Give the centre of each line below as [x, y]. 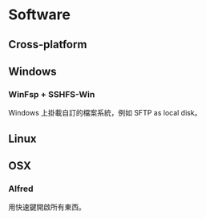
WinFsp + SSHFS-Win [52, 94]
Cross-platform [48, 45]
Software [39, 15]
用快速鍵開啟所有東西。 [47, 207]
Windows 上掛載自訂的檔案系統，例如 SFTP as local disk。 [105, 113]
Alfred [21, 189]
